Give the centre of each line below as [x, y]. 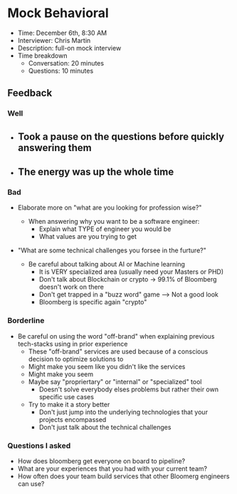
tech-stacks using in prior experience [73, 344]
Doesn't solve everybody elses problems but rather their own [129, 389]
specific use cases [67, 396]
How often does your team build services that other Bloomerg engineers [123, 476]
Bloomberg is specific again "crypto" [93, 302]
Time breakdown [42, 56]
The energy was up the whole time [96, 172]
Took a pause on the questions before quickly [121, 137]
